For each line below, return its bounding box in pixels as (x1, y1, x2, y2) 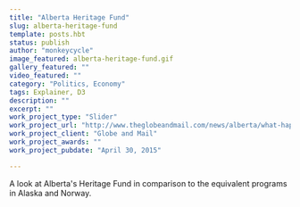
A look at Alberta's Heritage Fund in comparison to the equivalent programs (9, 178, 287, 188)
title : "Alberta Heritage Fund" (9, 12, 129, 22)
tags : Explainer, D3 (9, 87, 87, 96)
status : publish (9, 37, 70, 47)
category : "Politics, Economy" (9, 79, 126, 88)
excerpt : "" (9, 104, 54, 113)
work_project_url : (9, 121, 78, 130)
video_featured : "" (9, 71, 82, 80)
